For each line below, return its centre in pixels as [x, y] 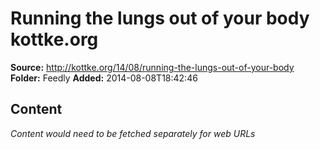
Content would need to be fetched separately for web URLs [133, 133]
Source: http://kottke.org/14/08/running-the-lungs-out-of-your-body [152, 67]
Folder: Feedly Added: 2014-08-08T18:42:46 [104, 78]
